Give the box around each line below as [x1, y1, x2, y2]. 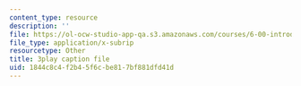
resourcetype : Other [9, 47, 87, 56]
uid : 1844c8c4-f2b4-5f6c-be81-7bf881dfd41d [9, 64, 175, 73]
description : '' [9, 21, 70, 30]
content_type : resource [9, 13, 99, 22]
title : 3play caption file [9, 55, 110, 64]
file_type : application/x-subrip [9, 38, 134, 47]
